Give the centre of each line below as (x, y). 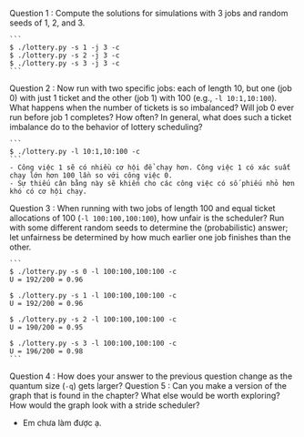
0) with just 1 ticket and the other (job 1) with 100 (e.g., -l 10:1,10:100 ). (143, 98)
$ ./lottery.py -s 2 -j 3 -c (65, 56)
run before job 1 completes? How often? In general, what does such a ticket (151, 117)
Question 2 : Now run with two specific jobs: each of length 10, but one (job (151, 88)
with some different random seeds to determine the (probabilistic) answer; (149, 228)
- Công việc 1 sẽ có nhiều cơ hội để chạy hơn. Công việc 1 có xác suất (150, 168)
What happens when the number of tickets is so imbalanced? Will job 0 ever (152, 107)
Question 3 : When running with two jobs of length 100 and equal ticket (142, 208)
